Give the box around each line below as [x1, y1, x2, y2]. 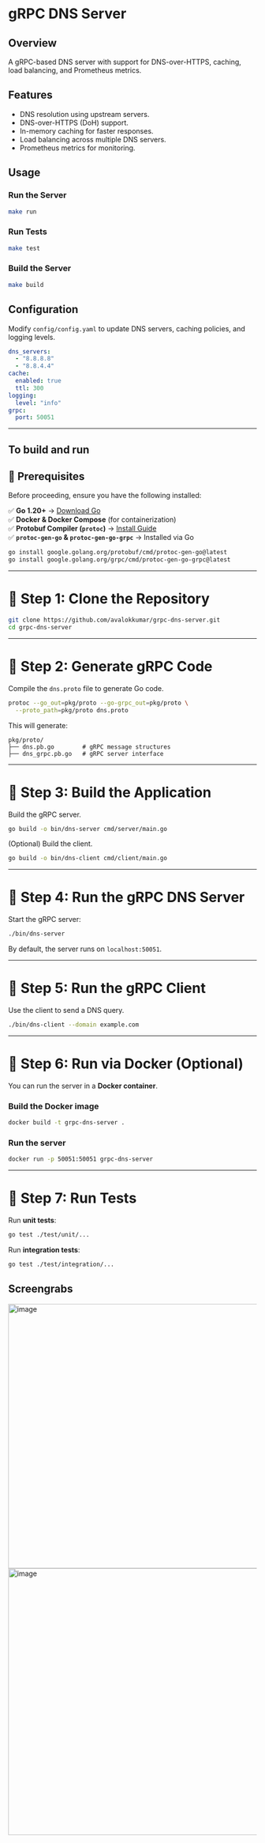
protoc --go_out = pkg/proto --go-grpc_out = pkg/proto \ [8, 699, 189, 707]
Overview [8, 36, 58, 50]
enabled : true [15, 377, 62, 385]
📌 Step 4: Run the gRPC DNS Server [8, 889, 245, 906]
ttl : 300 [15, 384, 44, 392]
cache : [8, 369, 30, 378]
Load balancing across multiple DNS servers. [19, 134, 167, 144]
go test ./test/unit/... [8, 1231, 90, 1239]
